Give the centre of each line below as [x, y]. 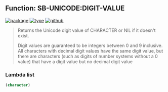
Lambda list [20, 74]
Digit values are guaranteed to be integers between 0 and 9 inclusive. [90, 45]
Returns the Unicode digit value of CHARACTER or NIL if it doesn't [87, 30]
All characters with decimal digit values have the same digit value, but [90, 51]
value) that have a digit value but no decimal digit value [75, 61]
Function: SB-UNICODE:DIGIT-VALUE [65, 8]
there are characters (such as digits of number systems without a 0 [88, 56]
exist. [23, 35]
